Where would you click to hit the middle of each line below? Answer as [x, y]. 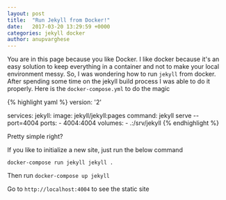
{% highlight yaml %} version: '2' [55, 102]
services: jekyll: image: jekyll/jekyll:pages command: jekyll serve [99, 116]
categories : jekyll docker [46, 33]
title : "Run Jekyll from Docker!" [59, 20]
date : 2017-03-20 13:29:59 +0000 [59, 26]
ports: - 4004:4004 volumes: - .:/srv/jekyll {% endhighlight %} [129, 123]
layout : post [26, 14]
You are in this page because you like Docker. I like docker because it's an [113, 59]
